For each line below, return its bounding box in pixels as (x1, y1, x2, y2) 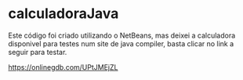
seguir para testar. (8, 47, 67, 56)
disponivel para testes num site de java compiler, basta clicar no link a (8, 38, 234, 48)
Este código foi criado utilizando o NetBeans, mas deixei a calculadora (8, 31, 236, 40)
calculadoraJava (8, 5, 119, 23)
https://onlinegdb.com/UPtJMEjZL (8, 62, 118, 71)
